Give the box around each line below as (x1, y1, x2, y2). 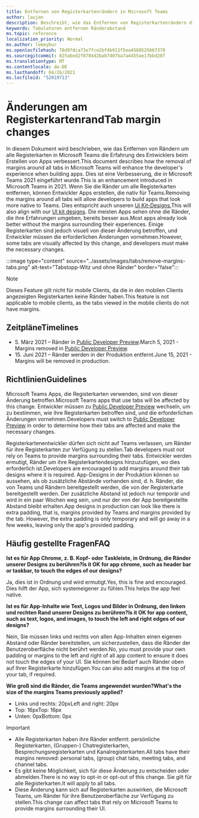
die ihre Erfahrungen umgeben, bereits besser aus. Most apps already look (6, 215, 188, 222)
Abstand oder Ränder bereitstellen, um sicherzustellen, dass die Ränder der (6, 639, 191, 646)
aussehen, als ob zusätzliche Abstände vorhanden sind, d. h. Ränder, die (6, 477, 184, 484)
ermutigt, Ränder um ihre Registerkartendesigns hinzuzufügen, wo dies (6, 458, 181, 465)
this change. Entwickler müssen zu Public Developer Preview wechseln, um (6, 402, 191, 410)
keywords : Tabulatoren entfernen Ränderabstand (6, 25, 126, 31)
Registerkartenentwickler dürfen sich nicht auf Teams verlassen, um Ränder (6, 439, 191, 446)
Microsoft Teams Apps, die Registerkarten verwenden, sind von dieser (6, 390, 178, 397)
